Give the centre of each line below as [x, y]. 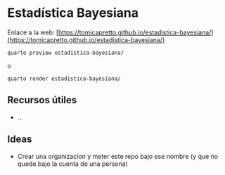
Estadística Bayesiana [73, 13]
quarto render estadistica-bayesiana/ [64, 79]
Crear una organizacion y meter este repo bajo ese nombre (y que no [118, 156]
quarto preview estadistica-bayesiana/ [66, 53]
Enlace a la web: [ [33, 32]
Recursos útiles [42, 100]
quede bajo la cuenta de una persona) [73, 164]
